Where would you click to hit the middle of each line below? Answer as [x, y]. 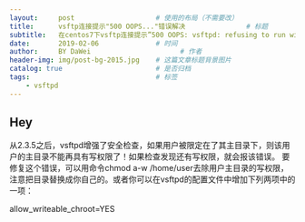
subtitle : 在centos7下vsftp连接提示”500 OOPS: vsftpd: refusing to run [148, 35]
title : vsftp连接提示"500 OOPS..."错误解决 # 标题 [139, 26]
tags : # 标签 [93, 77]
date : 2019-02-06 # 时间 [93, 43]
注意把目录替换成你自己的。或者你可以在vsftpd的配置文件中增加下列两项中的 [152, 179]
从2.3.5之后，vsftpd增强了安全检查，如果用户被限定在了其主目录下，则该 [146, 146]
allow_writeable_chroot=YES [62, 209]
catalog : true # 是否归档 [100, 69]
